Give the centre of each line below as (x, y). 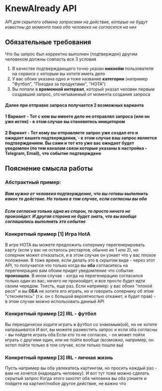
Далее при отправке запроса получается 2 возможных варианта (74, 105)
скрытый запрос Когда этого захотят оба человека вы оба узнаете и (76, 378)
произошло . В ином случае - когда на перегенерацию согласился (74, 275)
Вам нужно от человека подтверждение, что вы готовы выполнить (77, 194)
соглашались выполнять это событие (45, 221)
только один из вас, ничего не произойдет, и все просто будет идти (75, 281)
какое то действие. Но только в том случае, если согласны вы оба (76, 199)
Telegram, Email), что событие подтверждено (53, 153)
